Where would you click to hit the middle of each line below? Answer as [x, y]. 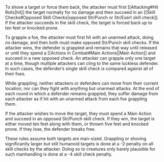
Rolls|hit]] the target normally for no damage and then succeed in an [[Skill [80, 12]
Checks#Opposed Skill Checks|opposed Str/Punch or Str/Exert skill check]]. [82, 17]
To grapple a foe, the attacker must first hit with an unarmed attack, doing [80, 37]
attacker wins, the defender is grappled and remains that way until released [81, 48]
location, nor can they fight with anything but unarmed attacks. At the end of [82, 88]
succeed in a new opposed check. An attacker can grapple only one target [80, 58]
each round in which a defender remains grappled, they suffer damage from [82, 93]
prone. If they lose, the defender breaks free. [50, 129]
